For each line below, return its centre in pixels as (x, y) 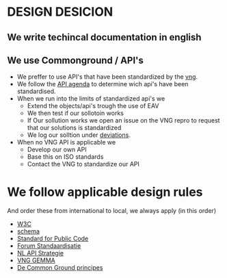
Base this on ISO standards (65, 157)
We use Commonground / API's (75, 60)
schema (28, 231)
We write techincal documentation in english (104, 37)
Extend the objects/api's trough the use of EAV (93, 106)
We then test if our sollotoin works (76, 113)
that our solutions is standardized (74, 128)
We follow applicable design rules (105, 192)
